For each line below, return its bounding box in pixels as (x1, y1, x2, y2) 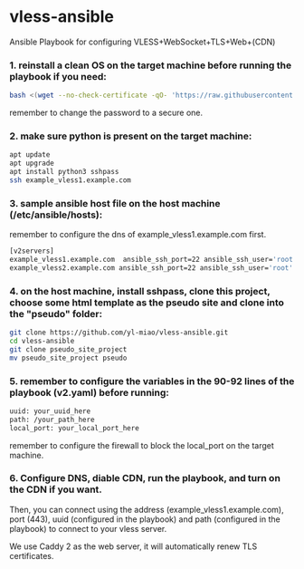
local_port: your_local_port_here (9, 423, 140, 432)
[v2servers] (9, 246, 54, 256)
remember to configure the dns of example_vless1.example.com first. (9, 229, 267, 240)
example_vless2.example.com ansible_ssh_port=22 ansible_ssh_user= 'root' (9, 263, 294, 273)
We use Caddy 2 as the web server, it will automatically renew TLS (9, 541, 258, 552)
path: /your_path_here (9, 415, 95, 424)
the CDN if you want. (9, 483, 102, 496)
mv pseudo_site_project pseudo (9, 353, 128, 362)
